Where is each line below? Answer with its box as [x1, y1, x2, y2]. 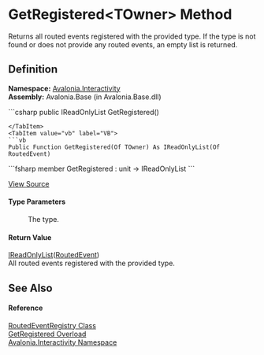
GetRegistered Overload [8, 329, 87, 338]
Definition [8, 63, 58, 76]
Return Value [8, 232, 52, 242]
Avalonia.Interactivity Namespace [8, 337, 117, 347]
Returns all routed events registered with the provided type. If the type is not [8, 31, 256, 41]
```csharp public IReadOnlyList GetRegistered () [8, 107, 160, 116]
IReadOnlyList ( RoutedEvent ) [8, 250, 100, 260]
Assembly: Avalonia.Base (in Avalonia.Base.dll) [8, 92, 162, 102]
